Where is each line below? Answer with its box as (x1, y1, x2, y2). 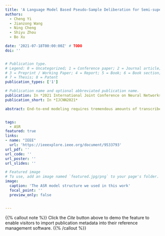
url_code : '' (5, 151, 32, 156)
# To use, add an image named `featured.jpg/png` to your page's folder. (5, 174, 160, 179)
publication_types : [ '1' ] (5, 80, 58, 85)
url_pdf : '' (5, 147, 29, 152)
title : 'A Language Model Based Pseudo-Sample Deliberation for (5, 7, 139, 12)
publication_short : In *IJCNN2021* (5, 97, 78, 102)
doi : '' (5, 48, 21, 53)
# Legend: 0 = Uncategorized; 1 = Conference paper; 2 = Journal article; (5, 66, 162, 71)
